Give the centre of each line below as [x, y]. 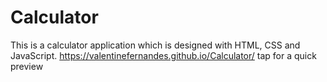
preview [27, 66]
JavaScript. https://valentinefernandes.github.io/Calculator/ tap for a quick [163, 55]
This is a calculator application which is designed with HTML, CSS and [155, 45]
